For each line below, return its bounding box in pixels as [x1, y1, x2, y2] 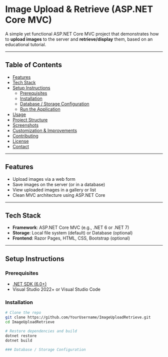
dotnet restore [5, 333, 37, 338]
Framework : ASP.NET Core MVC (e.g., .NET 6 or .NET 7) [12, 224, 129, 230]
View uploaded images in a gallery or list [12, 187, 96, 193]
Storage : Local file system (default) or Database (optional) [12, 230, 133, 236]
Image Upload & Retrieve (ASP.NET [5, 4, 153, 15]
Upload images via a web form [12, 176, 76, 182]
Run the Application [19, 106, 61, 112]
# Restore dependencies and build [5, 328, 77, 333]
